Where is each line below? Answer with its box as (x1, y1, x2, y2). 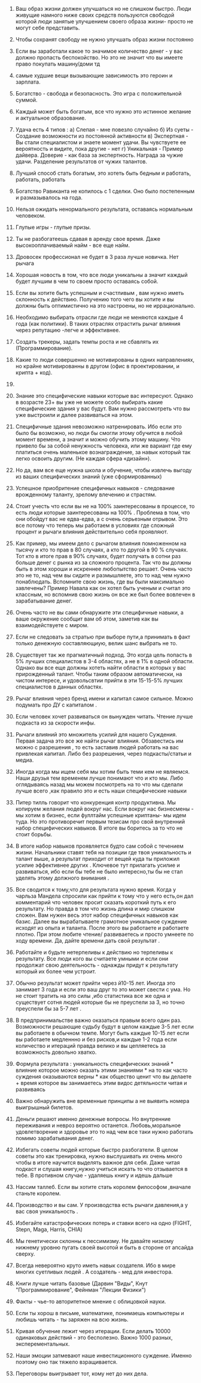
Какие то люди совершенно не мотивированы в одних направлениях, (15, 356, 195, 363)
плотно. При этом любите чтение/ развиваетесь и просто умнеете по (15, 931, 194, 938)
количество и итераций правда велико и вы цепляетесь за (15, 1042, 166, 1049)
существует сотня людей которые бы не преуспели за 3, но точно (15, 998, 185, 1006)
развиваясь (15, 1086, 45, 1093)
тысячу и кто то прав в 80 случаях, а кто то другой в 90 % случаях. (15, 546, 188, 553)
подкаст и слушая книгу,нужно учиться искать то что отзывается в (15, 1166, 188, 1172)
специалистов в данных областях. (15, 683, 103, 690)
